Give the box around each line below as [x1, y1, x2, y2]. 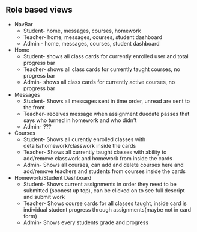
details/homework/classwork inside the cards [23, 142, 136, 149]
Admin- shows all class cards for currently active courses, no [23, 78, 175, 85]
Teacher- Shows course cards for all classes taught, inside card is [23, 200, 187, 207]
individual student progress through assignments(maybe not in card [23, 206, 192, 213]
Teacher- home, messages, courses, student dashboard [23, 33, 163, 41]
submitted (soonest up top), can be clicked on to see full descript [23, 186, 185, 194]
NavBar [14, 20, 34, 28]
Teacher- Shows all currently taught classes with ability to [23, 148, 167, 156]
